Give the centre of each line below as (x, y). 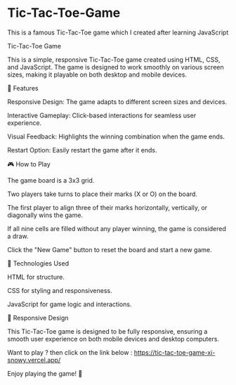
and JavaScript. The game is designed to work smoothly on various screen (116, 67)
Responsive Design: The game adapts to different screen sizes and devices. (117, 102)
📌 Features (23, 88)
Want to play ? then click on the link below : (70, 352)
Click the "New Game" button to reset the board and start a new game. (110, 249)
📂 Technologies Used (38, 263)
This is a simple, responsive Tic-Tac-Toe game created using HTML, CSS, (114, 59)
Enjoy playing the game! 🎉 (45, 373)
